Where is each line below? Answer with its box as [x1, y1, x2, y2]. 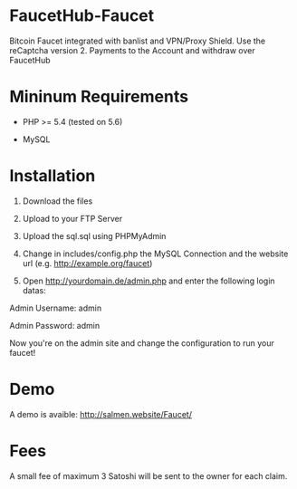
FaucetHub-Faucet [9, 5, 155, 26]
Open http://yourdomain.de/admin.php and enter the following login [22, 275, 275, 286]
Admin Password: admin [9, 320, 101, 331]
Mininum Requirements [9, 87, 188, 107]
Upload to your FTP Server [22, 213, 123, 224]
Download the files [22, 196, 93, 206]
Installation [9, 166, 96, 187]
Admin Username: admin [9, 302, 102, 313]
